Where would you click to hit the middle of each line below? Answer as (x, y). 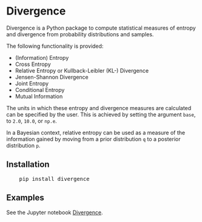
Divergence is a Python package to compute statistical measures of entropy (101, 28)
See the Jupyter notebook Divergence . (55, 212)
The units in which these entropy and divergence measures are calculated (99, 108)
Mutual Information (39, 96)
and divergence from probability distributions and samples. (80, 34)
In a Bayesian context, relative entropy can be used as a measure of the (96, 132)
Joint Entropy (32, 83)
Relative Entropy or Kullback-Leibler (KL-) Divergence (82, 70)
